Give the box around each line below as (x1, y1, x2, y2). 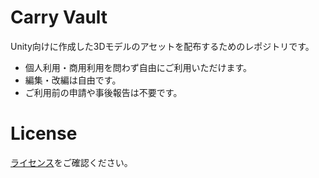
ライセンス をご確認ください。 (10, 156, 133, 168)
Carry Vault (10, 6, 108, 29)
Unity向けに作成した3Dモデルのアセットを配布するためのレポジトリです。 (10, 40, 315, 52)
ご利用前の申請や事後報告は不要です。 (24, 86, 183, 98)
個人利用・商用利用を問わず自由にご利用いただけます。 (24, 61, 253, 73)
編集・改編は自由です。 (24, 74, 122, 86)
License (10, 122, 78, 145)
